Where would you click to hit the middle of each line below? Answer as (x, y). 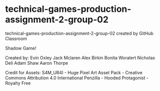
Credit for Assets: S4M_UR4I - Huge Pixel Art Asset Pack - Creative (74, 72)
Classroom (16, 39)
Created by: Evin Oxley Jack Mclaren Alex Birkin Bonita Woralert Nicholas (80, 57)
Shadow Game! (21, 48)
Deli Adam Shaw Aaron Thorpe (37, 63)
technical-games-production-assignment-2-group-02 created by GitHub (79, 33)
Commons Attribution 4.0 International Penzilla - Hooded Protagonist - (77, 78)
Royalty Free (18, 83)
